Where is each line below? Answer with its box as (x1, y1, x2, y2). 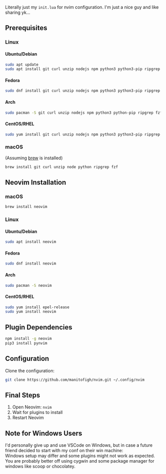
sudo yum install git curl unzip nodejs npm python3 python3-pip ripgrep (5, 132, 161, 137)
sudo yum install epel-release (5, 305, 70, 310)
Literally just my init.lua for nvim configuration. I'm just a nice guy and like (5, 4, 159, 10)
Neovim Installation (5, 178, 67, 187)
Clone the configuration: (5, 367, 55, 374)
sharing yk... (5, 9, 31, 15)
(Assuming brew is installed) (5, 155, 63, 161)
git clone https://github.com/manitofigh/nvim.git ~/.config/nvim (5, 377, 145, 382)
